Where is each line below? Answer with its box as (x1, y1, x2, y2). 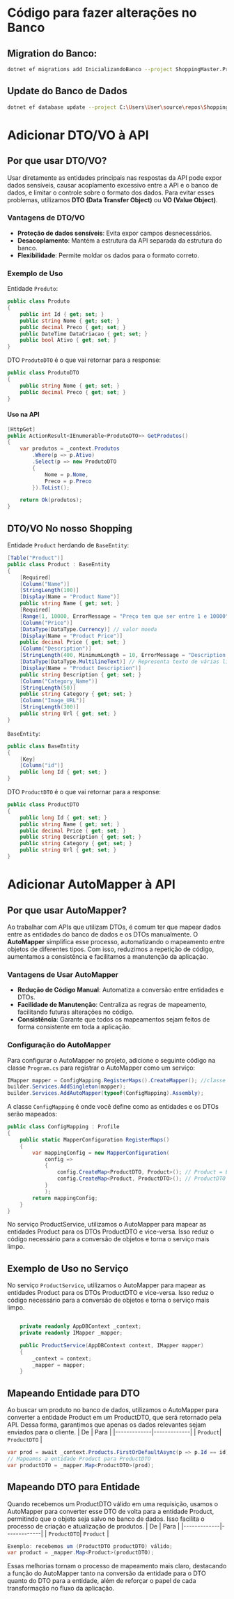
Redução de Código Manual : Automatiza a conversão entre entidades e (17, 985, 224, 994)
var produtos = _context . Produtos (19, 445, 120, 453)
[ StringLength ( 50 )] (19, 684, 77, 691)
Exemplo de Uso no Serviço (7, 1262, 129, 1274)
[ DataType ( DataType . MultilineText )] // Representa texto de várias (19, 658, 219, 665)
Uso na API (7, 410, 40, 419)
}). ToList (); (32, 484, 70, 491)
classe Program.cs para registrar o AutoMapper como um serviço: (7, 1063, 196, 1072)
